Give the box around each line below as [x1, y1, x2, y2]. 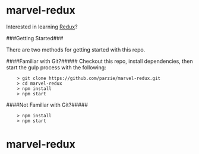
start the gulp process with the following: [6, 63, 106, 71]
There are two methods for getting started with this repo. [6, 46, 146, 53]
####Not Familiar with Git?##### [6, 101, 88, 108]
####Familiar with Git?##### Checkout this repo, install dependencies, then [6, 57, 193, 65]
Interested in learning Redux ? [6, 23, 78, 30]
